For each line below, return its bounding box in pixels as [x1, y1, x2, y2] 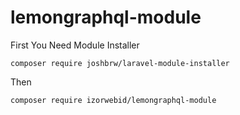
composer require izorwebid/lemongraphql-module [10, 95, 217, 105]
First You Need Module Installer [10, 39, 140, 51]
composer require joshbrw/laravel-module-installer [10, 58, 230, 68]
